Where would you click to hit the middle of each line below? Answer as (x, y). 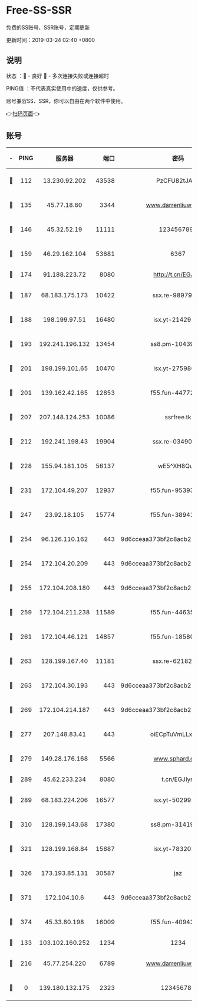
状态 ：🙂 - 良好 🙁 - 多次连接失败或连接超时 (57, 76)
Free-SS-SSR (39, 10)
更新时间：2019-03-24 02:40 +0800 (51, 40)
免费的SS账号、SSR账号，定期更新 (48, 27)
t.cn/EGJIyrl (178, 779)
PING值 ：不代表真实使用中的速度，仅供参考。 (62, 88)
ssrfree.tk (178, 417)
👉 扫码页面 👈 (23, 114)
